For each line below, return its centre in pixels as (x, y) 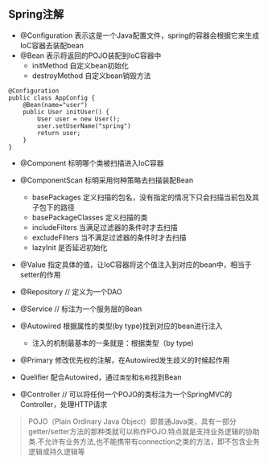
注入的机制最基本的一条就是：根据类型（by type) (113, 343)
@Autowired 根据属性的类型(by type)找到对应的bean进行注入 (121, 326)
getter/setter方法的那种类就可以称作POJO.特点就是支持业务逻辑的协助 (144, 431)
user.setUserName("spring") (84, 126)
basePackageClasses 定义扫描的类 (90, 217)
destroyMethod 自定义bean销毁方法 (91, 76)
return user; (59, 133)
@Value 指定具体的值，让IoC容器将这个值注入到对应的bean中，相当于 (136, 265)
